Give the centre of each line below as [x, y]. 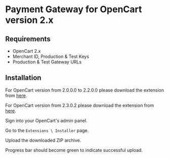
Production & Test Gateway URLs [47, 62]
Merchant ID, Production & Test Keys [51, 56]
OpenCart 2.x [27, 51]
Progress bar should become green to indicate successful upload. [74, 150]
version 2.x [30, 20]
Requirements [28, 39]
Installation [23, 78]
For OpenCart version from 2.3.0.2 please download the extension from [80, 105]
